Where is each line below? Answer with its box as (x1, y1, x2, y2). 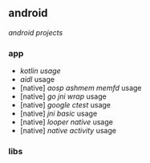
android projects (8, 27, 63, 37)
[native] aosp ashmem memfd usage (19, 84, 142, 93)
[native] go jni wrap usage (19, 92, 107, 101)
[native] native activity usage (19, 126, 116, 136)
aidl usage (19, 75, 55, 84)
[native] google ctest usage (19, 100, 111, 110)
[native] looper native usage (19, 117, 114, 127)
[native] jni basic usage (19, 108, 98, 119)
